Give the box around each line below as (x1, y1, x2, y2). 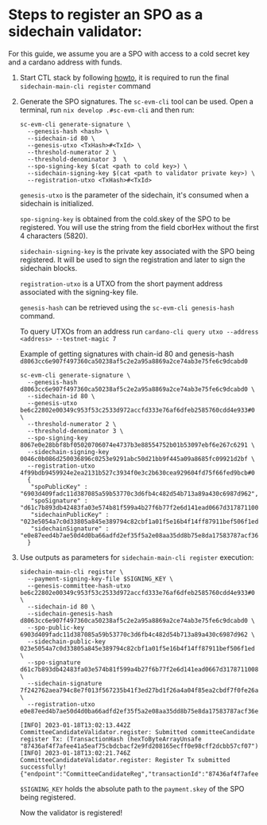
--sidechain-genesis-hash (27, 609, 113, 618)
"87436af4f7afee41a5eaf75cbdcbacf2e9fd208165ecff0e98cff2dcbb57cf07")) (19, 742, 262, 750)
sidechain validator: (8, 22, 143, 41)
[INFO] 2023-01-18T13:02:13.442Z (19, 721, 131, 729)
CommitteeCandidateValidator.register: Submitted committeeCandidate (19, 728, 256, 736)
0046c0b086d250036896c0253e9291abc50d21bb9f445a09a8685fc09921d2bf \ (19, 455, 256, 463)
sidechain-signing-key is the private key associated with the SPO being (19, 246, 255, 256)
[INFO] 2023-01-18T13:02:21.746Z (19, 749, 131, 757)
